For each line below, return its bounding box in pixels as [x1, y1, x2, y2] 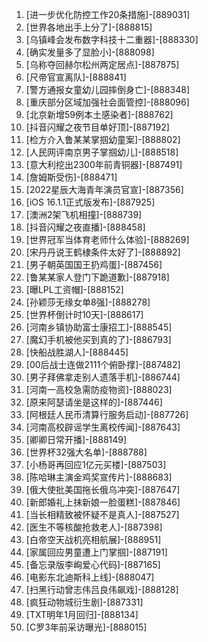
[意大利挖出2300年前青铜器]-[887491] [25, 159, 183, 170]
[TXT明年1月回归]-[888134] [25, 609, 139, 620]
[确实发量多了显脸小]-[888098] [25, 46, 155, 58]
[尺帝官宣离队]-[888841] [25, 71, 127, 83]
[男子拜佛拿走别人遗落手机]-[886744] [25, 371, 181, 383]
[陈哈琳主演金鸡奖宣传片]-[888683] [25, 471, 173, 483]
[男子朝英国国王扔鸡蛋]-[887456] [25, 259, 163, 270]
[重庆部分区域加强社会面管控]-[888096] [25, 96, 190, 108]
